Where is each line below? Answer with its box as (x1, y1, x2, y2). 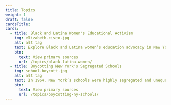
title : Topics (5, 7, 36, 13)
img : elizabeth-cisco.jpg (14, 36, 70, 41)
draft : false (5, 17, 33, 22)
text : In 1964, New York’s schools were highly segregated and (14, 78, 152, 83)
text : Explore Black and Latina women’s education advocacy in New (14, 45, 160, 50)
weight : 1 (5, 12, 26, 17)
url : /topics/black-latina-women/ (18, 59, 93, 64)
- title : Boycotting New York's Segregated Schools (10, 64, 122, 69)
